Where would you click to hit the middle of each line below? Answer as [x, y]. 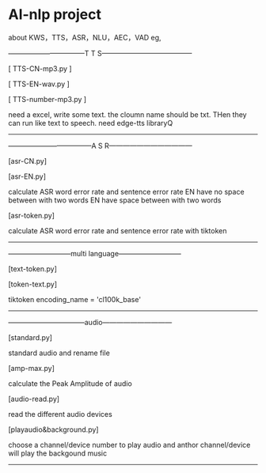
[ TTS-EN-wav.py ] [39, 84]
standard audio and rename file [59, 353]
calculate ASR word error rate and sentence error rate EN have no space [126, 191]
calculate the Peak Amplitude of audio [70, 383]
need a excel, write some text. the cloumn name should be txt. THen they [127, 114]
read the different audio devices [60, 414]
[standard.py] [30, 337]
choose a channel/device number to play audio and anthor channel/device [129, 445]
